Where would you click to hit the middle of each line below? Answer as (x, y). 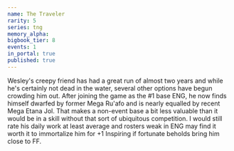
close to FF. (25, 141)
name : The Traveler (36, 14)
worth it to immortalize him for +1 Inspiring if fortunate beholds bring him (113, 133)
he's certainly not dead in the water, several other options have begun (110, 88)
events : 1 (22, 47)
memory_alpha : (28, 34)
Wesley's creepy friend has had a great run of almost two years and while (115, 80)
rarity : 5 (22, 21)
